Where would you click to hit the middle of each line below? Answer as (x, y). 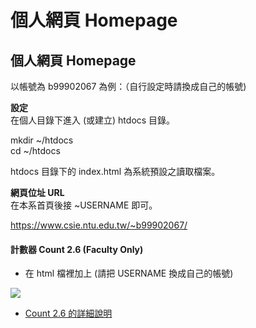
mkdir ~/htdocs (42, 140)
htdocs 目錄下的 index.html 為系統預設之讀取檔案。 (115, 171)
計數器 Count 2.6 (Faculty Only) (77, 249)
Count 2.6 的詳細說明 (68, 313)
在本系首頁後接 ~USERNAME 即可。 (84, 205)
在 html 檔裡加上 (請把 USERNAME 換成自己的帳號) (129, 273)
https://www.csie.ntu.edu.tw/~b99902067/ (99, 225)
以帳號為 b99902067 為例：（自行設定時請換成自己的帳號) (128, 86)
